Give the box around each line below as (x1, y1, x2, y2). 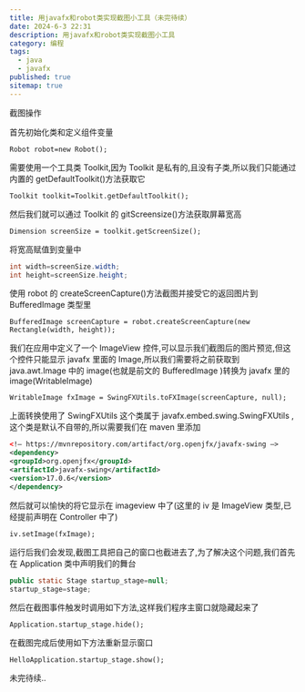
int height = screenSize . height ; (9, 270, 128, 280)
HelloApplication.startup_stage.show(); (9, 656, 166, 665)
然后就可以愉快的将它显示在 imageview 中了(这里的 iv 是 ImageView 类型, (9, 500, 284, 511)
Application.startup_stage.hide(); (9, 620, 145, 629)
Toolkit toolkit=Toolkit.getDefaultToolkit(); (9, 191, 189, 200)
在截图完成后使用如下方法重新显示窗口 (9, 637, 153, 648)
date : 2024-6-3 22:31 (9, 22, 92, 31)
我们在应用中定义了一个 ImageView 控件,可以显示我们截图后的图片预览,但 (9, 342, 284, 353)
